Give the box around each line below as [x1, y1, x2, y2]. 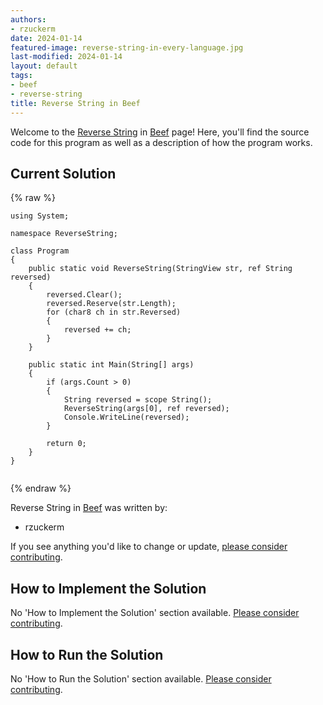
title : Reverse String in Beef [10, 98, 141, 108]
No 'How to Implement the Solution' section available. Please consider [10, 607, 300, 619]
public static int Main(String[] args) [28, 360, 195, 370]
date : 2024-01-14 [10, 33, 83, 43]
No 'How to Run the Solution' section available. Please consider [10, 672, 272, 685]
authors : [10, 14, 47, 25]
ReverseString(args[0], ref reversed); [63, 404, 230, 414]
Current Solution [10, 165, 117, 182]
